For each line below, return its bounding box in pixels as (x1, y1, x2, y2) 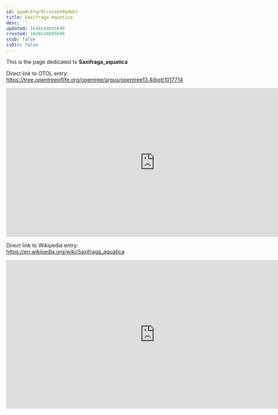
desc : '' (6, 20, 28, 26)
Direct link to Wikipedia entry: (6, 242, 78, 249)
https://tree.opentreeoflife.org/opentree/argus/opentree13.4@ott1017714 (6, 76, 183, 83)
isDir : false (6, 42, 39, 48)
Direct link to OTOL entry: (6, 70, 68, 77)
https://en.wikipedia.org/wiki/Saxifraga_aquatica (6, 248, 125, 255)
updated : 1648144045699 (6, 25, 65, 32)
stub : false (6, 36, 36, 42)
